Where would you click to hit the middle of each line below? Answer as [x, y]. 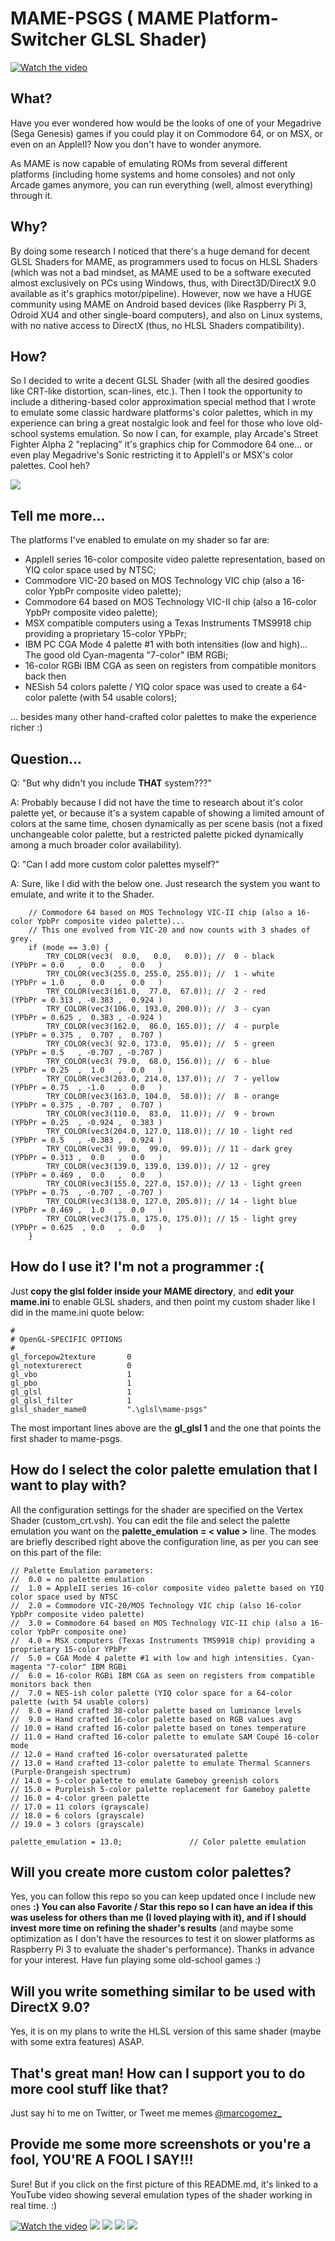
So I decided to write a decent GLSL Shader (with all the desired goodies [160, 381]
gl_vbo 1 [71, 1374]
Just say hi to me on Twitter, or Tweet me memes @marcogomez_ [146, 2113]
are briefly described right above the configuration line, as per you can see [164, 1541]
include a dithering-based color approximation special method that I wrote [163, 402]
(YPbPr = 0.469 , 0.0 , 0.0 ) [86, 1175]
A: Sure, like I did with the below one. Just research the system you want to [165, 883]
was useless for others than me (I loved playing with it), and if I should [158, 1918]
